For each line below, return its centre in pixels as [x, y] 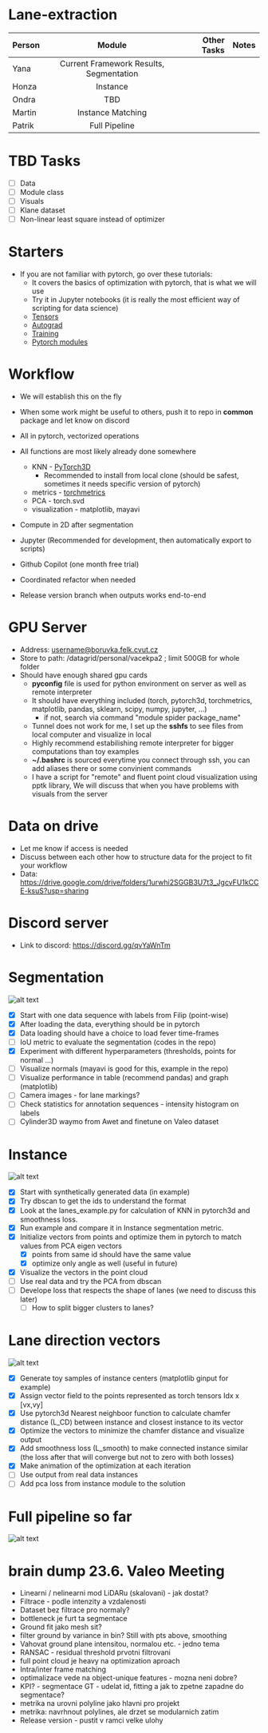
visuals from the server [69, 794]
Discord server [59, 923]
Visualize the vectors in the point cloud [84, 1272]
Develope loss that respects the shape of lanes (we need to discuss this [138, 1290]
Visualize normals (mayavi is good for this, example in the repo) [124, 1069]
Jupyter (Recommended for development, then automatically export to [136, 540]
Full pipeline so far [70, 1516]
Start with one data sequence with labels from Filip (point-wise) [124, 1015]
